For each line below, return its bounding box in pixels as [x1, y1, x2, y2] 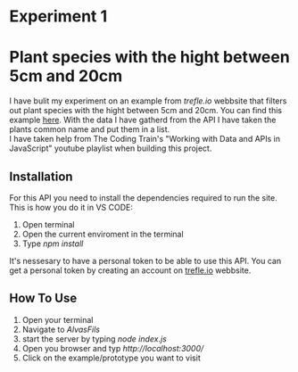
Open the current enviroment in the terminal [21, 228, 185, 239]
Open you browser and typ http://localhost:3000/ [21, 343, 204, 353]
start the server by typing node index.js [21, 333, 167, 344]
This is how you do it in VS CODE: [9, 202, 134, 212]
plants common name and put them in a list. [9, 124, 170, 135]
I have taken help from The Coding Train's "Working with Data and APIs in [9, 134, 281, 145]
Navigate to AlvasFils [21, 324, 101, 335]
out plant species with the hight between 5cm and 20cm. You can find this [9, 105, 283, 116]
